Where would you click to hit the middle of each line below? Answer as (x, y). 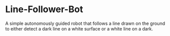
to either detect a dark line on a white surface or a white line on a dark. (79, 28)
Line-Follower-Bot (44, 9)
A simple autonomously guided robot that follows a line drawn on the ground (85, 23)
